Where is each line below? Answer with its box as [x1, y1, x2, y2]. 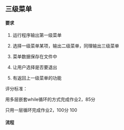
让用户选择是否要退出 [12, 64, 57, 70]
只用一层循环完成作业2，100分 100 [5, 107, 77, 113]
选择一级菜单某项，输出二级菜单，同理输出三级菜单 [12, 42, 119, 49]
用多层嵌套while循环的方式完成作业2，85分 [5, 96, 96, 102]
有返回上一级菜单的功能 [12, 75, 62, 81]
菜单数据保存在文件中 [12, 53, 57, 59]
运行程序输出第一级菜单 [12, 32, 62, 38]
